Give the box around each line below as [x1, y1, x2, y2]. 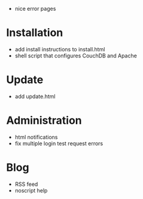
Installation [6, 26, 63, 39]
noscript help [14, 186, 48, 194]
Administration [6, 114, 82, 127]
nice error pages [14, 5, 56, 12]
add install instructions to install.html [14, 45, 105, 53]
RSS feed [14, 180, 38, 188]
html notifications [14, 133, 58, 140]
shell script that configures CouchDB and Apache [14, 52, 138, 59]
